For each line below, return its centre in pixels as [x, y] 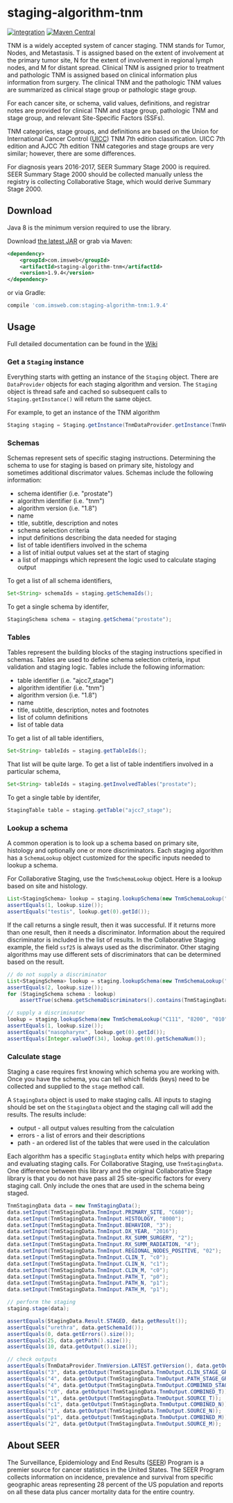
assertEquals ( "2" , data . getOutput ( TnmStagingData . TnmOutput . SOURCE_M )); [114, 1424]
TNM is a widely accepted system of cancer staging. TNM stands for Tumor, [116, 45]
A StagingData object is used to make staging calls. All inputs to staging [109, 1099]
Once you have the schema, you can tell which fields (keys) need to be [109, 1079]
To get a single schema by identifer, [58, 607]
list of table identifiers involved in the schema [82, 545]
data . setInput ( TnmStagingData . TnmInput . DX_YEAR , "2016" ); [93, 1232]
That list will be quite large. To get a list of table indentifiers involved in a [110, 764]
